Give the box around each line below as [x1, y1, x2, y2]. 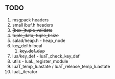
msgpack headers [12, 17, 49, 22]
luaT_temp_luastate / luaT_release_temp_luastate [12, 63, 110, 69]
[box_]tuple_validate [12, 27, 53, 33]
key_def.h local [12, 42, 43, 48]
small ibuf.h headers [12, 22, 53, 28]
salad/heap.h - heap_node [12, 38, 66, 43]
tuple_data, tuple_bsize [12, 32, 59, 38]
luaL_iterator [12, 68, 38, 75]
